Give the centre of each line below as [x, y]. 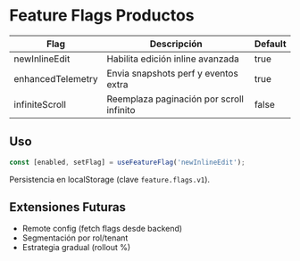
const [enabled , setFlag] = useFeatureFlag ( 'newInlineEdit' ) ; [127, 162]
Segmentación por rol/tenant [75, 238]
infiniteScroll [40, 104]
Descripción [176, 44]
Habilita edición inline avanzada [173, 59]
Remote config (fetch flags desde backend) [102, 229]
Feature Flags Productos [102, 16]
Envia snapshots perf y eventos [172, 73]
